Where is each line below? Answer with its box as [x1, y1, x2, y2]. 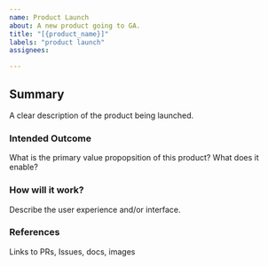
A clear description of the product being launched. [9, 110, 194, 121]
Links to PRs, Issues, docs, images [9, 246, 136, 257]
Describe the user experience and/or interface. [9, 204, 181, 215]
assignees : [9, 46, 50, 55]
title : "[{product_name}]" [9, 29, 109, 38]
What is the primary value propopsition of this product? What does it [9, 153, 259, 163]
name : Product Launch [9, 12, 90, 22]
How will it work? [9, 184, 84, 196]
